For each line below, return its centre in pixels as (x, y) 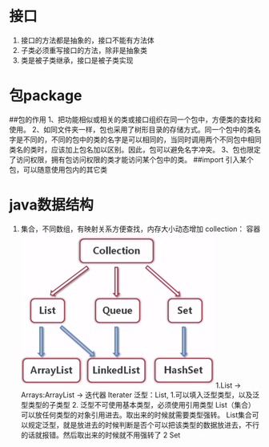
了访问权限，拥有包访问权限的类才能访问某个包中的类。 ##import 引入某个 (132, 159)
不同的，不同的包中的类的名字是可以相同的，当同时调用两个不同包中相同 (142, 139)
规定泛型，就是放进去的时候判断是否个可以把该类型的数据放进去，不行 (143, 425)
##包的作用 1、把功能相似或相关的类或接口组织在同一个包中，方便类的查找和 (135, 119)
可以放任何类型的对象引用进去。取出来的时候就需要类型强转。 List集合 (137, 415)
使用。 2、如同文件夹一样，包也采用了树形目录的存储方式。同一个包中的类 (132, 129)
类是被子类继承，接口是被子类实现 (77, 60)
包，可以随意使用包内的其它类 (58, 169)
